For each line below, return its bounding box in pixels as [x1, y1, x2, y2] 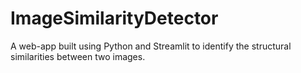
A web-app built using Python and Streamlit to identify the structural [10, 40, 292, 52]
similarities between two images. [10, 50, 146, 62]
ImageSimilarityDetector [10, 7, 219, 30]
